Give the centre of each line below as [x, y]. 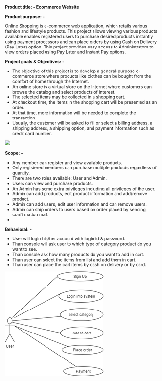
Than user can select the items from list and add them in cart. [74, 260]
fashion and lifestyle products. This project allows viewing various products [81, 31]
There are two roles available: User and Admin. [59, 178]
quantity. [21, 173]
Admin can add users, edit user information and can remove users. [79, 204]
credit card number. [32, 133]
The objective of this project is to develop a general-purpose [73, 71]
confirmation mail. [30, 214]
